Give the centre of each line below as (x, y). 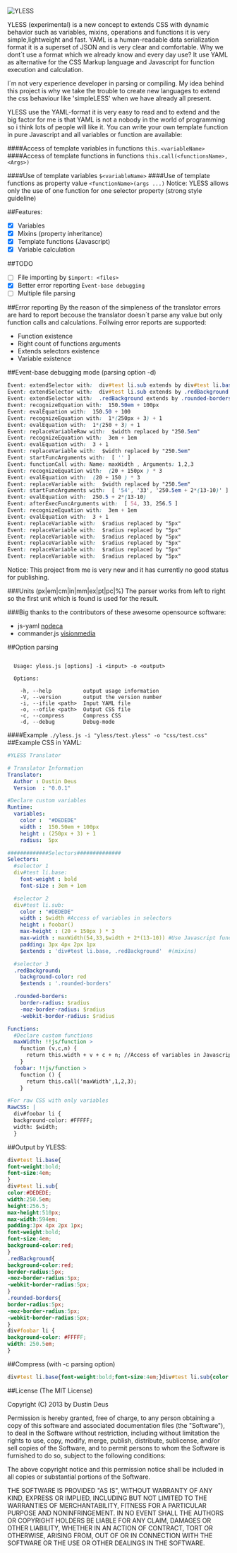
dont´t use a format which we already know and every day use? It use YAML (118, 54)
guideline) (22, 198)
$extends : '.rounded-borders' (66, 984)
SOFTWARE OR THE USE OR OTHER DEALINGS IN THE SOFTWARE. (106, 1543)
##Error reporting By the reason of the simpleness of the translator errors (114, 307)
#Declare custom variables (47, 801)
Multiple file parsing (46, 293)
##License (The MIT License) (50, 1390)
